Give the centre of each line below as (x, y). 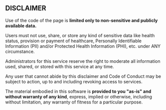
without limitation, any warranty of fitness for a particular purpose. (74, 102)
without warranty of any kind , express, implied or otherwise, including (79, 96)
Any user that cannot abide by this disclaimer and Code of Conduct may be (83, 76)
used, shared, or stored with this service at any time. (60, 66)
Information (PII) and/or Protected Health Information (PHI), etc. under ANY (83, 46)
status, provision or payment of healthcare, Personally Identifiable (73, 41)
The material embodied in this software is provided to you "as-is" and (78, 91)
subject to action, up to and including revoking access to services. (74, 81)
